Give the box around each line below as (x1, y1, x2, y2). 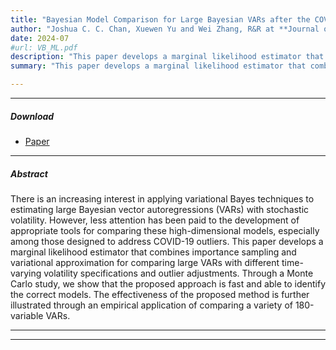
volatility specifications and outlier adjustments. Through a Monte (43, 267, 314, 279)
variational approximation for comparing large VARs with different (10, 256, 280, 268)
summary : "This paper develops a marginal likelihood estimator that (10, 61, 307, 71)
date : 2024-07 (10, 33, 70, 43)
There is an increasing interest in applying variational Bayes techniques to (10, 192, 315, 205)
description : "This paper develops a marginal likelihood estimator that (10, 52, 325, 62)
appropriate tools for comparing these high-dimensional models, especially (10, 224, 320, 236)
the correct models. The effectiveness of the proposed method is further (10, 288, 310, 300)
